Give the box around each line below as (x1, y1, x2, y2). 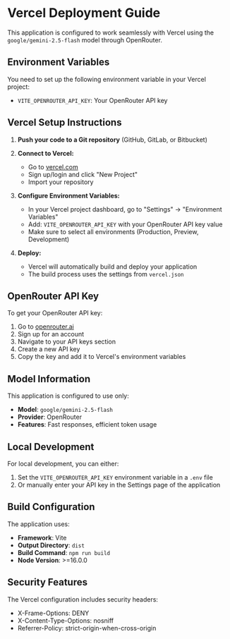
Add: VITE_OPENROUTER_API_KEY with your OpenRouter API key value (28, 220, 223, 229)
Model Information (7, 372, 91, 385)
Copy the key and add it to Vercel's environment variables (17, 353, 186, 361)
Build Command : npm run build (17, 548, 111, 556)
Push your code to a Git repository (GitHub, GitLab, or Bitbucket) (17, 135, 208, 144)
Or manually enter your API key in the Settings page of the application (17, 481, 221, 489)
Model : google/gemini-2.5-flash (17, 406, 114, 414)
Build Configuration (7, 501, 95, 513)
